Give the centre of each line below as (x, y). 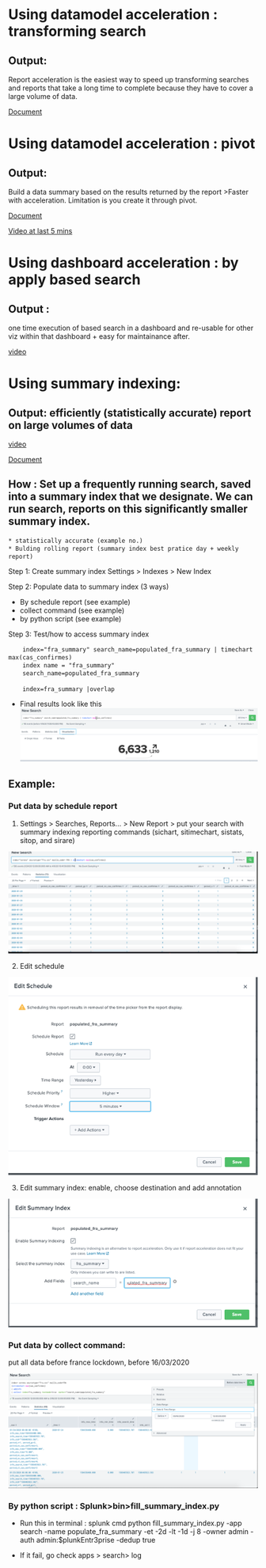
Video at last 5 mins (40, 231)
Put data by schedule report (63, 807)
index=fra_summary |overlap (68, 689)
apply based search (74, 280)
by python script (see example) (70, 618)
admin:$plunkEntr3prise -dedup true (96, 1540)
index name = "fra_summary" (68, 665)
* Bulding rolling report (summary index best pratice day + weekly (123, 549)
